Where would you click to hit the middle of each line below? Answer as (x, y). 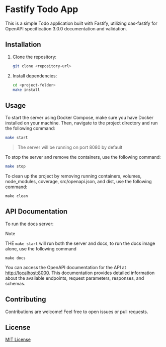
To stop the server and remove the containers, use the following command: (83, 157)
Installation (23, 45)
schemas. (15, 283)
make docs (16, 258)
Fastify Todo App (42, 9)
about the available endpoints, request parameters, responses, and (75, 278)
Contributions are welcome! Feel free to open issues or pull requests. (77, 312)
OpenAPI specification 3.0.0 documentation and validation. (66, 28)
